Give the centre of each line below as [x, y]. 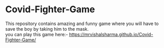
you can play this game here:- [37, 34]
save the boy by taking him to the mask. [47, 29]
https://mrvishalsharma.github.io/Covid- [111, 34]
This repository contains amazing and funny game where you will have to [82, 23]
